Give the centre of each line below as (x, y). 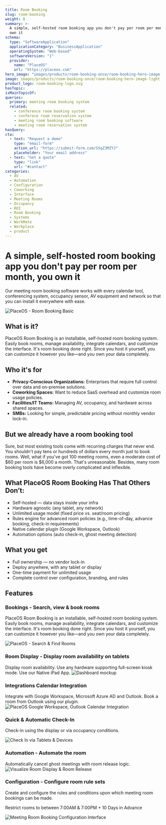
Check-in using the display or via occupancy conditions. (62, 731)
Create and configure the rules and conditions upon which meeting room (79, 793)
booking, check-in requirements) (45, 524)
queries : (14, 97)
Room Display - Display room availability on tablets (67, 657)
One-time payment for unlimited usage (52, 572)
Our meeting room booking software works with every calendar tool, (75, 290)
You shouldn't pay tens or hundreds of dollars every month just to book (78, 451)
